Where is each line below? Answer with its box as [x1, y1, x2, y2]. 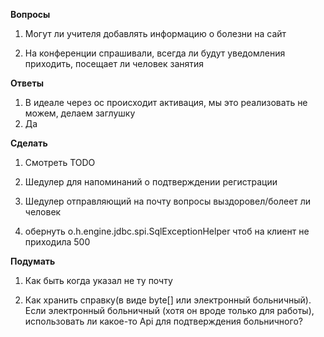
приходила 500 [24, 236, 91, 248]
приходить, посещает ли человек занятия [24, 58, 205, 69]
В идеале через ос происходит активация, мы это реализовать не [24, 97, 308, 108]
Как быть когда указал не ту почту [24, 275, 173, 286]
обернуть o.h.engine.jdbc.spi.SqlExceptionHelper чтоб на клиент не [24, 225, 310, 237]
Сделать [10, 137, 48, 149]
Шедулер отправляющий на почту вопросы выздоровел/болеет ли [24, 195, 312, 207]
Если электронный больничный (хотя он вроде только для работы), [24, 305, 315, 316]
